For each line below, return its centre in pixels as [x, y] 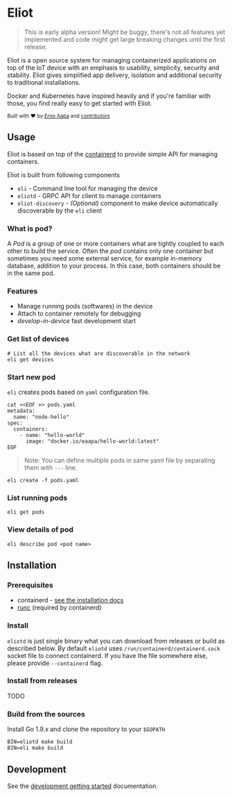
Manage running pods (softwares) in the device [85, 306]
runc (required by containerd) [59, 608]
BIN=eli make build [35, 748]
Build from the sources [46, 714]
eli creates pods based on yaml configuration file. [79, 392]
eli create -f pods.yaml [43, 480]
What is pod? [30, 229]
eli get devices [30, 359]
